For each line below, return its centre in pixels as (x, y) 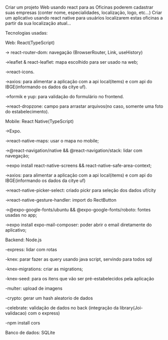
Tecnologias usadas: (27, 33)
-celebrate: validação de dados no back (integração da (62, 308)
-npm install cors (23, 323)
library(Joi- (131, 308)
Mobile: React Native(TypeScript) (40, 121)
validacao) (16, 313)
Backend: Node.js (23, 240)
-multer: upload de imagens (34, 288)
